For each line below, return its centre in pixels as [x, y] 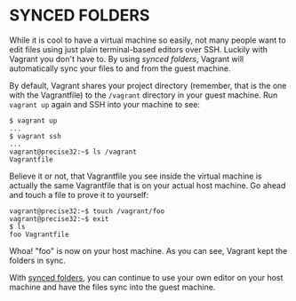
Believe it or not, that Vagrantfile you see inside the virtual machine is [136, 176]
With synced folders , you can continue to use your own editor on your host [146, 277]
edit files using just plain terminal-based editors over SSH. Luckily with [139, 49]
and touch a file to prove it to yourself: [79, 194]
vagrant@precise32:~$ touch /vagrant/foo [87, 211]
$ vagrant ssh [36, 136]
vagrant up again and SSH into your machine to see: [104, 104]
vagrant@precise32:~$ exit [59, 218]
